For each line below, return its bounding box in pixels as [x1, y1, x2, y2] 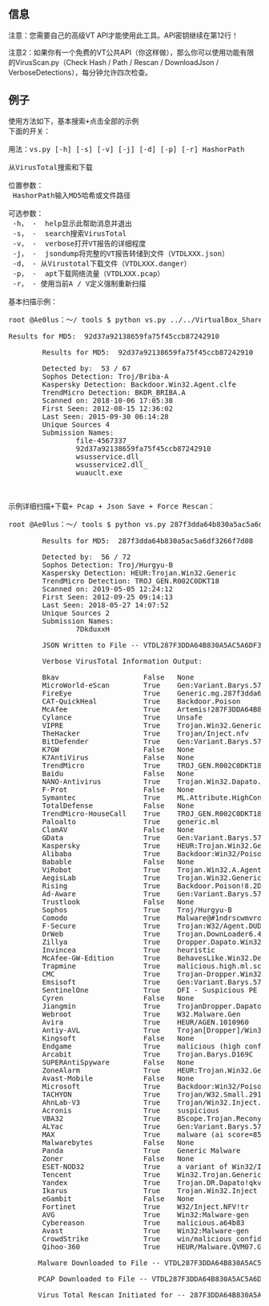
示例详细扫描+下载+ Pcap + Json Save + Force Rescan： [8, 501, 215, 511]
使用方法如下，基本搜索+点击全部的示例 [8, 116, 139, 126]
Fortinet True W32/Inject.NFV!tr [42, 1202, 250, 1211]
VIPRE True [42, 720, 161, 730]
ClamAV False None [42, 825, 195, 834]
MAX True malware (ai [42, 1130, 224, 1139]
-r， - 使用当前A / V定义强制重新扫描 [12, 279, 147, 288]
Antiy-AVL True [42, 1025, 161, 1035]
